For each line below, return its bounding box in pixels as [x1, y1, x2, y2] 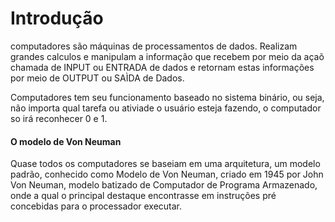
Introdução [10, 7, 104, 30]
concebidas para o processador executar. [10, 200, 183, 212]
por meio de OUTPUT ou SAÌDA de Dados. [10, 72, 185, 84]
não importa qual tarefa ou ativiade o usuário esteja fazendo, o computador [10, 102, 322, 114]
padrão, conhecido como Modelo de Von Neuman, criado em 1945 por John [10, 168, 324, 181]
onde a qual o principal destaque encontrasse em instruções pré [10, 190, 277, 202]
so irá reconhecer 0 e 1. [10, 112, 108, 124]
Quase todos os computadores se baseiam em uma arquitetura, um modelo [10, 158, 321, 170]
